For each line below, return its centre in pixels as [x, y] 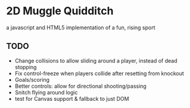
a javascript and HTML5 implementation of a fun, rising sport [81, 27]
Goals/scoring [32, 79]
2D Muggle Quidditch [60, 11]
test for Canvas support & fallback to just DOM [72, 98]
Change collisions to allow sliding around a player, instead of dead [96, 60]
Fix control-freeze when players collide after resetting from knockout [99, 73]
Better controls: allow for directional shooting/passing [81, 86]
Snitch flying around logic [46, 92]
